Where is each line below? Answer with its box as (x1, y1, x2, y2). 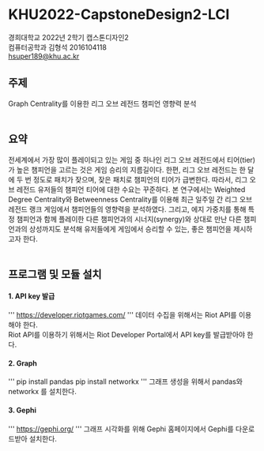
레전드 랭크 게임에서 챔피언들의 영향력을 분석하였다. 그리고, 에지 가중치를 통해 (8, 204, 247, 214)
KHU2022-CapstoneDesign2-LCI (8, 6, 230, 24)
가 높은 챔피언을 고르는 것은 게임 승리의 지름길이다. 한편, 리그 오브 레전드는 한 (8, 164, 247, 175)
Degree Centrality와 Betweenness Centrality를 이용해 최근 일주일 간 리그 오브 (8, 194, 253, 204)
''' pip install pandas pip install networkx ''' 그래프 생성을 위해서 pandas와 (8, 377, 243, 386)
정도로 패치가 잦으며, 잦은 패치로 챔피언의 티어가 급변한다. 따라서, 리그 (32, 175, 248, 184)
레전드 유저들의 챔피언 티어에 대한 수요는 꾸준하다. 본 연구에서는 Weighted (16, 184, 246, 194)
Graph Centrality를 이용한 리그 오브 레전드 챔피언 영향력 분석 (8, 99, 197, 108)
